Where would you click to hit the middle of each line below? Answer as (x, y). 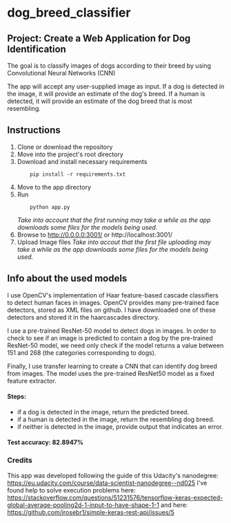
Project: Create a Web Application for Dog (99, 38)
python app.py (50, 207)
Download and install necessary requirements (82, 161)
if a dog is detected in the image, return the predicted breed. (103, 412)
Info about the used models (67, 278)
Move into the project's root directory (70, 154)
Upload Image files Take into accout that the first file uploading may (114, 242)
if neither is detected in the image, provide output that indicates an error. (120, 426)
